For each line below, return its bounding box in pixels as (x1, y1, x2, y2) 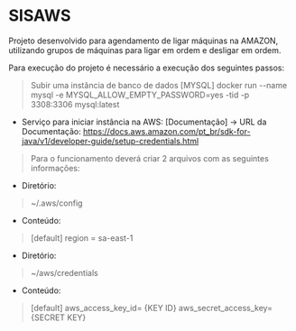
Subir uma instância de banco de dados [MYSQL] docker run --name (30, 79, 288, 90)
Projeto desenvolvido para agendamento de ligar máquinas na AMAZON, (8, 35, 279, 46)
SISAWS (8, 5, 71, 26)
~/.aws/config (30, 198, 83, 208)
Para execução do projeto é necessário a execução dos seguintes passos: (8, 62, 285, 73)
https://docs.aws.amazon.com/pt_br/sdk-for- (83, 125, 251, 136)
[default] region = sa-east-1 (30, 232, 134, 244)
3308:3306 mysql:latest (30, 98, 120, 109)
